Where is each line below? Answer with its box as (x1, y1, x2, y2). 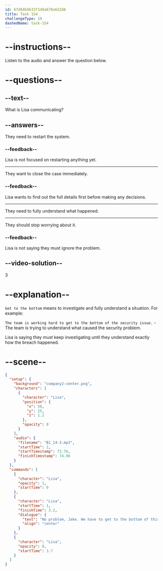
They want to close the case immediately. (5, 171, 88, 177)
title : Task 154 (5, 12, 38, 17)
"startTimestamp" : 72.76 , (17, 449, 70, 454)
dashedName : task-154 (5, 20, 49, 26)
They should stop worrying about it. (5, 222, 77, 228)
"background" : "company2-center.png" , (14, 382, 92, 386)
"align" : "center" (22, 521, 60, 526)
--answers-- (5, 121, 44, 129)
